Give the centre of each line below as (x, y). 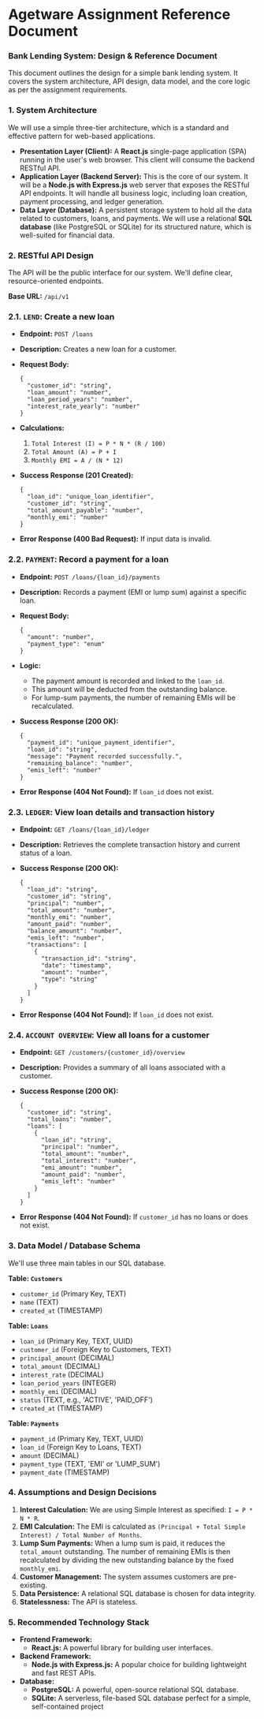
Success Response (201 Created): (76, 476)
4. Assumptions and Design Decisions (82, 1493)
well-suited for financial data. (67, 235)
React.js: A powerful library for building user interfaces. (122, 1648)
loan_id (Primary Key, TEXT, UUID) (76, 1341)
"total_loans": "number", (69, 1119)
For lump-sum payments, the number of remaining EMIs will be (134, 697)
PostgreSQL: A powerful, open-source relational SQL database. (135, 1690)
